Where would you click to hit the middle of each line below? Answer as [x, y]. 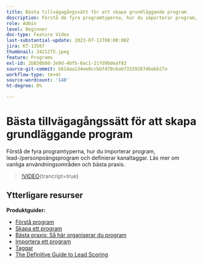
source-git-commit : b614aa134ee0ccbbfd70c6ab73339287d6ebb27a [87, 69]
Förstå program [34, 222]
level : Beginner [27, 29]
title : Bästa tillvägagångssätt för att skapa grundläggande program [97, 12]
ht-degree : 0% [24, 86]
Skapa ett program [39, 228]
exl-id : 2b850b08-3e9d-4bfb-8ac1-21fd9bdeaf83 [66, 63]
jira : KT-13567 [26, 46]
